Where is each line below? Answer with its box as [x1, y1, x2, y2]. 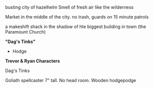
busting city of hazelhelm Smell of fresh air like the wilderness [5, 4, 134, 10]
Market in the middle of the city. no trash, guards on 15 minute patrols [5, 14, 149, 19]
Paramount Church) [5, 29, 46, 34]
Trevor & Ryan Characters [5, 58, 60, 64]
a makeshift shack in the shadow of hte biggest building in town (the [5, 23, 146, 29]
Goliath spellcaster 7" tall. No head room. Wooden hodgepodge [5, 77, 136, 83]
